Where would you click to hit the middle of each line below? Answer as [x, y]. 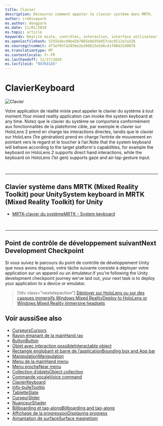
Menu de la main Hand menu [40, 361]
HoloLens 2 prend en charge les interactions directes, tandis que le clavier [79, 132]
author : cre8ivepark [26, 19]
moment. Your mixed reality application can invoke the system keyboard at [79, 116]
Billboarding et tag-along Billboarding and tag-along [63, 408]
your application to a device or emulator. [45, 283]
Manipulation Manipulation [38, 356]
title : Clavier [20, 10]
